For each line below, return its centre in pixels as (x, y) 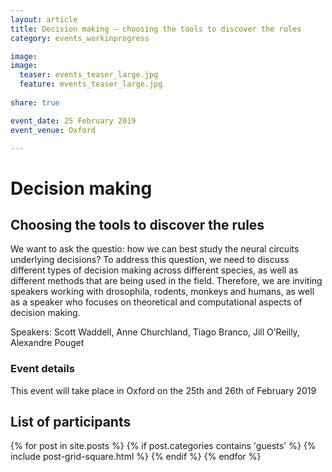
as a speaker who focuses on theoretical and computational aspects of (156, 302)
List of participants (71, 422)
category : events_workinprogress (80, 38)
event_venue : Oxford (53, 130)
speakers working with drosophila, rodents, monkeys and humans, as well (162, 292)
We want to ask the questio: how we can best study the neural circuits (155, 249)
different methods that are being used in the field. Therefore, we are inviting (166, 281)
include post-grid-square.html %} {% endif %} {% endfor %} (136, 457)
